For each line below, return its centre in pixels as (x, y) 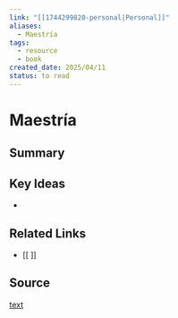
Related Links (48, 233)
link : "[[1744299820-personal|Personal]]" (89, 17)
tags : (19, 43)
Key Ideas (37, 183)
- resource (38, 51)
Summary (37, 153)
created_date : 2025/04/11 (57, 68)
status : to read (39, 76)
